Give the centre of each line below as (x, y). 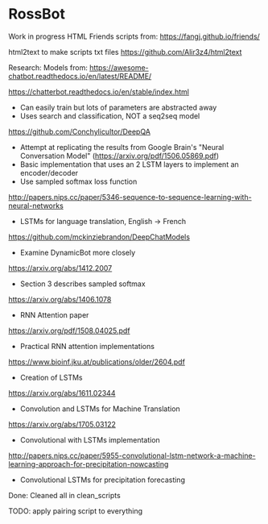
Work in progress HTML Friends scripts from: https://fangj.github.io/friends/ (134, 36)
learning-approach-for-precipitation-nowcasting (89, 464)
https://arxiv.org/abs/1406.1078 (60, 299)
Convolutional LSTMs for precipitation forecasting (102, 480)
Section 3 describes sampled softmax (83, 284)
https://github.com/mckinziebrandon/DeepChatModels (99, 237)
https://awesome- (119, 67)
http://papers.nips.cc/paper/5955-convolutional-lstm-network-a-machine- (132, 455)
